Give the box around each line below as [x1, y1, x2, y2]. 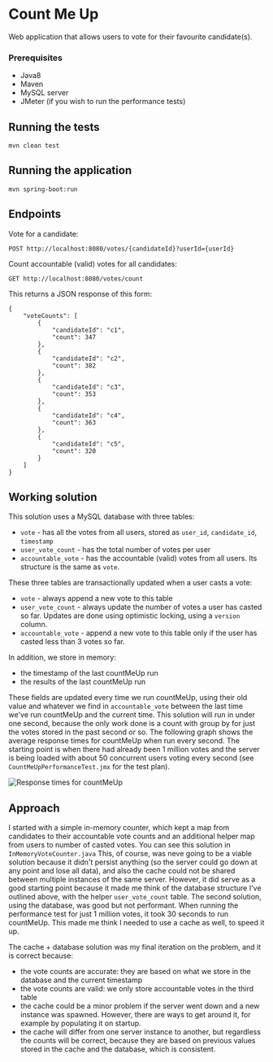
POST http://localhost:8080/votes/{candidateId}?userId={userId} [8, 245, 234, 253]
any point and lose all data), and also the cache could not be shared [8, 866, 236, 876]
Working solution [8, 490, 97, 504]
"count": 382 [51, 361, 96, 370]
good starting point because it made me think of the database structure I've [8, 883, 262, 893]
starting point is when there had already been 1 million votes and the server [8, 745, 260, 755]
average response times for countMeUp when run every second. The [8, 736, 240, 746]
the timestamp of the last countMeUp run [19, 668, 158, 678]
